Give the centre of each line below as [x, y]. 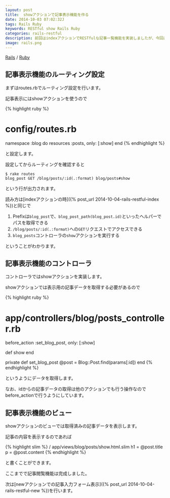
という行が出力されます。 [32, 188]
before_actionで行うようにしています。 [46, 395]
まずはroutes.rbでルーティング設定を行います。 [54, 88]
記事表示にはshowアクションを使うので [46, 98]
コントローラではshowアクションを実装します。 [55, 277]
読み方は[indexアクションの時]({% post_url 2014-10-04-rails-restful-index [82, 199]
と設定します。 [21, 154]
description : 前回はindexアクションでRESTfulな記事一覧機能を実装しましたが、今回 [84, 39]
